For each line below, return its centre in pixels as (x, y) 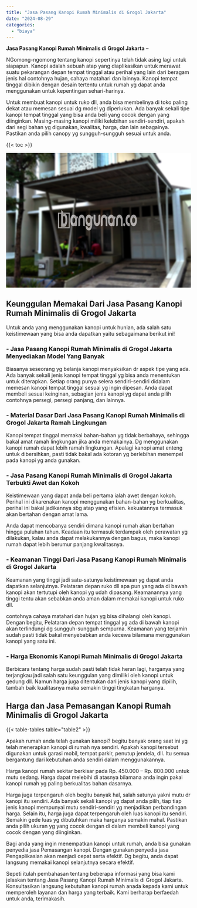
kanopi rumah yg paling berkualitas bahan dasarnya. (69, 783)
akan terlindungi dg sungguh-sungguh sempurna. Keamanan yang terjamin (97, 629)
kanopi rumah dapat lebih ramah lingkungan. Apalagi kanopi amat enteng (94, 448)
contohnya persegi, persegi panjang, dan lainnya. (66, 400)
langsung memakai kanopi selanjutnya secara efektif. (70, 862)
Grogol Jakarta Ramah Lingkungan (57, 423)
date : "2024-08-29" (30, 18)
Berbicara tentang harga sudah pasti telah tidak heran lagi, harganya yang (95, 669)
